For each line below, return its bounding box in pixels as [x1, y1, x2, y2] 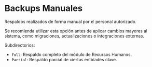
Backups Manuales [4, 3, 83, 14]
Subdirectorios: [4, 42, 35, 48]
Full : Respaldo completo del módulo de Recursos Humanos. [11, 51, 132, 57]
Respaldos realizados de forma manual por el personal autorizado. [4, 19, 137, 24]
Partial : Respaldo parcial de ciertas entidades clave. [11, 56, 117, 62]
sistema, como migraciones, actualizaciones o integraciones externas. [4, 33, 144, 39]
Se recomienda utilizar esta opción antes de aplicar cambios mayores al [4, 28, 148, 33]
